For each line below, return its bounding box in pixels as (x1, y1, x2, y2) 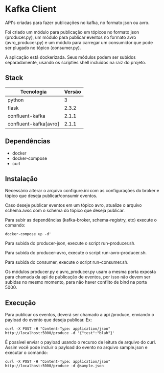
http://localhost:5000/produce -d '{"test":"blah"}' (5, 331, 115, 336)
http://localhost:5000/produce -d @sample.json (5, 364, 104, 369)
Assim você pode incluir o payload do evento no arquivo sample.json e (5, 345, 148, 350)
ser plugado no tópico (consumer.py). (5, 45, 81, 50)
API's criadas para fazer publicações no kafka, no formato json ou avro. (5, 20, 150, 25)
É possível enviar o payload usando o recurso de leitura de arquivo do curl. (5, 339, 156, 345)
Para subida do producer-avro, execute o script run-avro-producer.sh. (5, 250, 147, 256)
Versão (64, 88, 81, 95)
